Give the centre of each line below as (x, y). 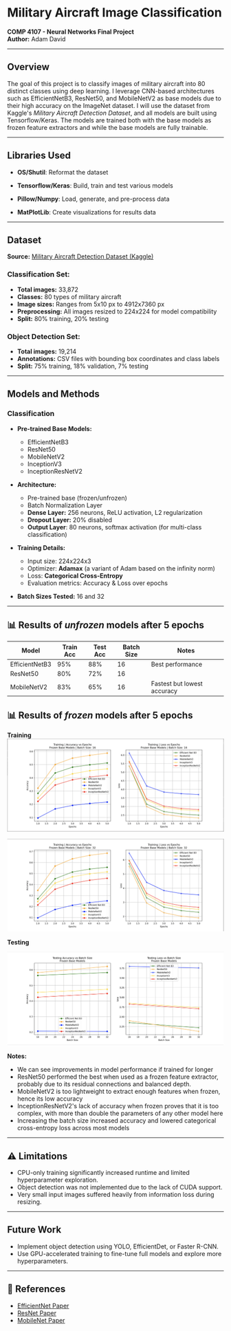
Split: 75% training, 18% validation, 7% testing (83, 366)
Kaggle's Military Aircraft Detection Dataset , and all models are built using (112, 113)
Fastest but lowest (177, 683)
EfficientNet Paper (43, 1306)
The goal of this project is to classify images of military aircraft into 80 (106, 83)
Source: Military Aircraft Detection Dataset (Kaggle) (80, 256)
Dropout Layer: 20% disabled (69, 520)
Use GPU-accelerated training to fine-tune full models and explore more (119, 1253)
